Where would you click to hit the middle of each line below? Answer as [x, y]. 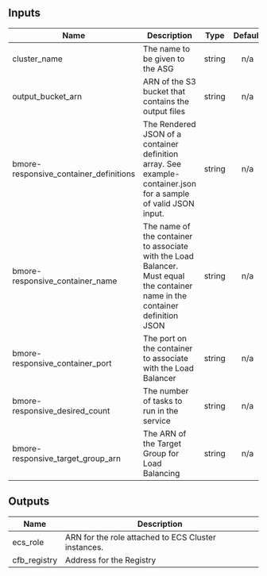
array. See [162, 163]
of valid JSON [168, 203]
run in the [161, 410]
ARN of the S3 [169, 81]
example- [161, 174]
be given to [164, 59]
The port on [164, 338]
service [157, 420]
